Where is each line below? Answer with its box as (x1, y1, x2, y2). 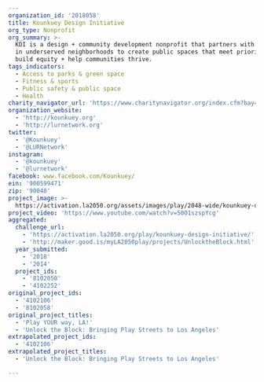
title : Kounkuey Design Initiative (8, 19, 125, 27)
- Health (15, 92, 44, 100)
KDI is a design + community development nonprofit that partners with (15, 41, 255, 49)
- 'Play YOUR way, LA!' (15, 318, 93, 326)
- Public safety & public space (15, 84, 122, 93)
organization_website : (8, 107, 82, 115)
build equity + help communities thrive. (15, 56, 153, 64)
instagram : (8, 150, 44, 158)
